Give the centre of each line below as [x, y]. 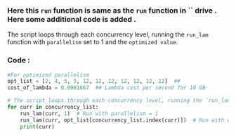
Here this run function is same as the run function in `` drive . [112, 11]
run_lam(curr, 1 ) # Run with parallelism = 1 [89, 113]
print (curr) [37, 126]
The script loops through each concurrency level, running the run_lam [108, 34]
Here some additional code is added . [72, 19]
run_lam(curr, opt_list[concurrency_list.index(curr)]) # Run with [122, 120]
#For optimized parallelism [48, 75]
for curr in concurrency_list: [53, 107]
